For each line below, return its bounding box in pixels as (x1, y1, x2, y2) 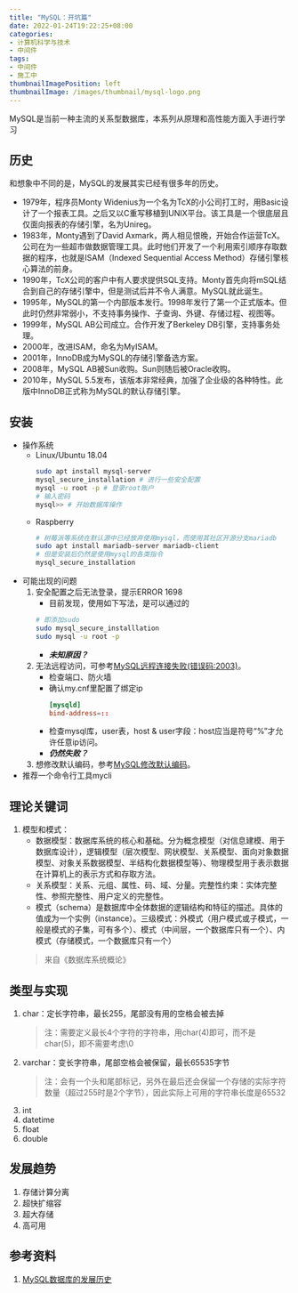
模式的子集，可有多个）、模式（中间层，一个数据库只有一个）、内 (51, 925, 286, 935)
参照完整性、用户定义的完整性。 (51, 891, 169, 901)
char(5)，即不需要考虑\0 (44, 1038, 134, 1048)
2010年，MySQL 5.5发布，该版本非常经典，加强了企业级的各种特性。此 (21, 375, 283, 385)
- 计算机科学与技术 (9, 37, 71, 47)
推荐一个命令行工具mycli (21, 771, 113, 781)
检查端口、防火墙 (48, 671, 112, 682)
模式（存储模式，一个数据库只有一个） (35, 935, 176, 946)
